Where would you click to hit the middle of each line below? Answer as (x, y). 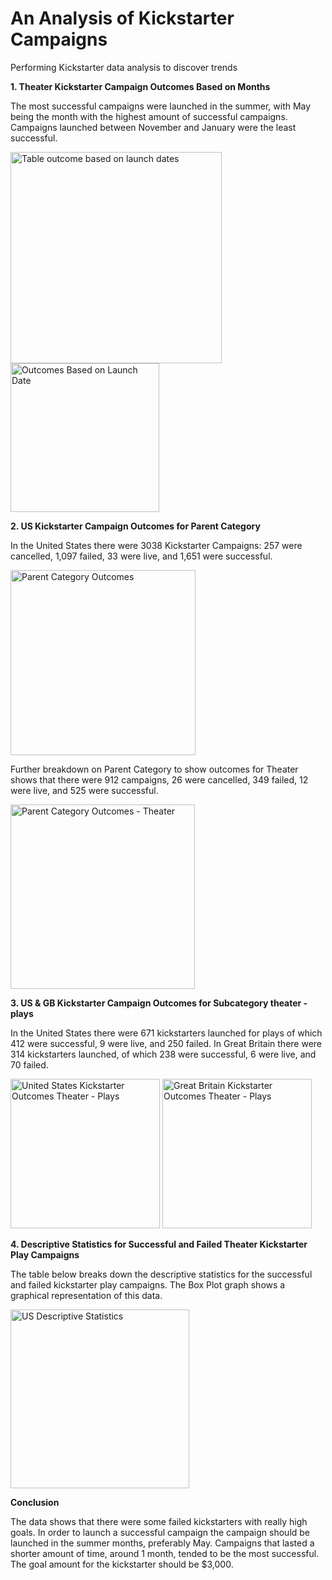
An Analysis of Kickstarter (122, 18)
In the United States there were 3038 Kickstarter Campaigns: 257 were (156, 545)
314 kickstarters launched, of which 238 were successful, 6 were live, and (163, 1054)
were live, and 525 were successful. (84, 790)
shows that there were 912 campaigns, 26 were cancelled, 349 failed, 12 (159, 779)
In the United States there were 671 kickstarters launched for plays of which (166, 1033)
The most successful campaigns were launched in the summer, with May (161, 106)
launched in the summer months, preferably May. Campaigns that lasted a (162, 1543)
